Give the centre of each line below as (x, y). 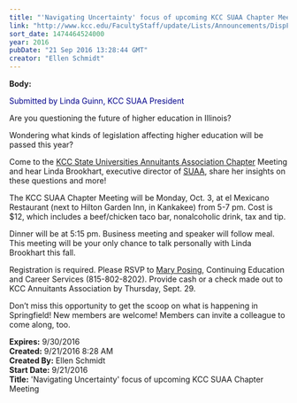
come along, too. (40, 325)
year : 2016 (29, 42)
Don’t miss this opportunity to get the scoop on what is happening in (134, 306)
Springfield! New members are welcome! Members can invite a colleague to (147, 315)
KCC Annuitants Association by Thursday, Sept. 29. (103, 288)
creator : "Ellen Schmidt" (57, 58)
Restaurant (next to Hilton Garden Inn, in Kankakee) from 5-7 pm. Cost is (141, 207)
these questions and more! (58, 181)
